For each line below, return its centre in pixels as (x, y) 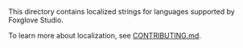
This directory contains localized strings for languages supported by (121, 12)
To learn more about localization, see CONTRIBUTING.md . (105, 36)
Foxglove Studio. (36, 20)
